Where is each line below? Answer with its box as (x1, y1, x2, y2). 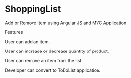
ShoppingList (5, 3, 61, 15)
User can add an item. (5, 38, 50, 45)
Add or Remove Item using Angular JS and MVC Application (5, 20, 127, 26)
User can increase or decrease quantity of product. (5, 48, 109, 54)
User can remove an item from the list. (5, 57, 83, 63)
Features (5, 29, 23, 35)
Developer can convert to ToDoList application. (5, 67, 101, 73)
